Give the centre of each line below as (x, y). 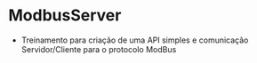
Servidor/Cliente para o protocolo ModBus (99, 49)
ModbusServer (65, 16)
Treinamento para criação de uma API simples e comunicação (135, 40)
